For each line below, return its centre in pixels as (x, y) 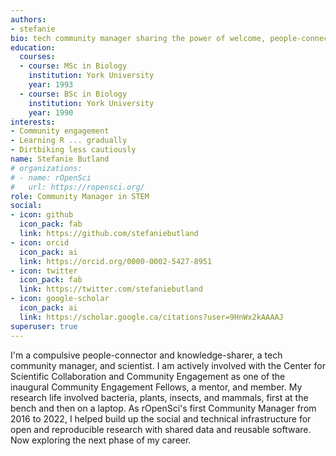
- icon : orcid (40, 242)
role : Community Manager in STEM (80, 196)
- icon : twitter (44, 271)
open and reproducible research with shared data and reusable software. (161, 429)
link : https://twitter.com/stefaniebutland (111, 289)
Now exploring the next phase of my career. (101, 440)
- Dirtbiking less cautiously (73, 150)
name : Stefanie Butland (60, 159)
